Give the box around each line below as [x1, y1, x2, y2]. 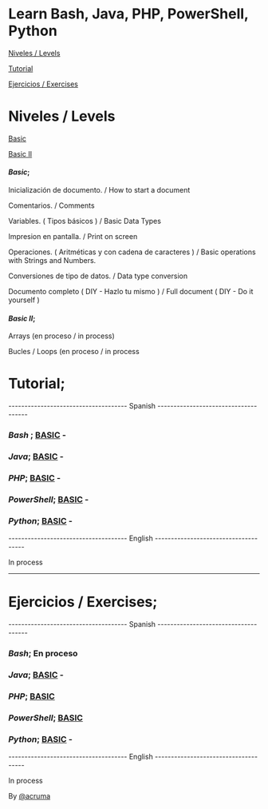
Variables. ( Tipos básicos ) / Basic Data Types [8, 217, 162, 226]
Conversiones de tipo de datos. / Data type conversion [8, 271, 188, 281]
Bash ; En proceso [8, 648, 78, 660]
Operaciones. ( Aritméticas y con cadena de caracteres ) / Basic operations [8, 247, 257, 257]
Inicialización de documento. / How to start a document [8, 185, 191, 195]
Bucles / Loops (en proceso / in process [8, 347, 140, 357]
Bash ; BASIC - [8, 429, 66, 440]
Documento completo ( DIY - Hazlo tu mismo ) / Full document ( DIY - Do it [8, 287, 254, 297]
